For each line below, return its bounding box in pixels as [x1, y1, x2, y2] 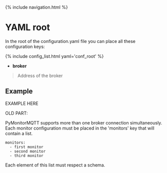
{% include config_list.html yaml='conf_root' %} [5, 53, 104, 59]
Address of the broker [17, 72, 63, 78]
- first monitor [9, 144, 43, 149]
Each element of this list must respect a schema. [5, 162, 105, 168]
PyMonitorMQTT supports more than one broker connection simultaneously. [5, 119, 162, 125]
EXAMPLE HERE [5, 100, 38, 106]
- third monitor [9, 153, 43, 158]
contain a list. [5, 130, 33, 136]
